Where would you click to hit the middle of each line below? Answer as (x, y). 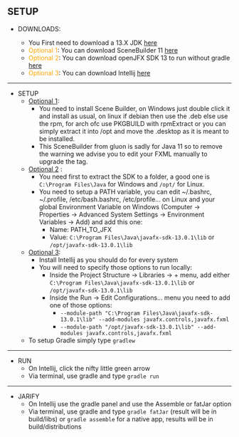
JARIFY (28, 396)
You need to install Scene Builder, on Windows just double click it (134, 108)
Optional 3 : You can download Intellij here (89, 73)
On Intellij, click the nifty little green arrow (89, 368)
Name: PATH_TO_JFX (81, 229)
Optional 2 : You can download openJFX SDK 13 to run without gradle (129, 58)
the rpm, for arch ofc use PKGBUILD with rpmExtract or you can (132, 123)
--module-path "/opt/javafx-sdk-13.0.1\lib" (127, 327)
